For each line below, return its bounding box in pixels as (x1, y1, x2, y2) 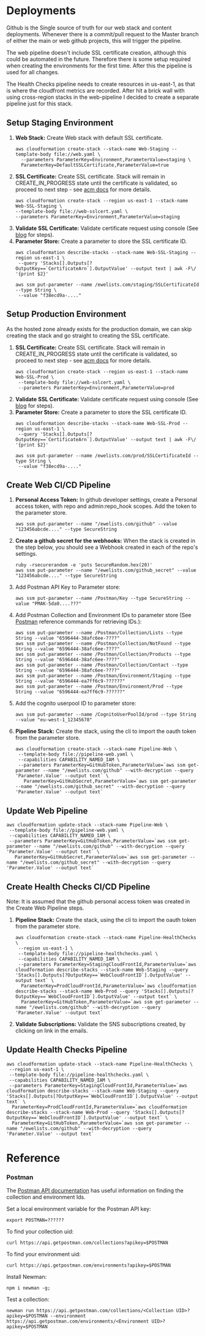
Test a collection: (6, 1296, 50, 1303)
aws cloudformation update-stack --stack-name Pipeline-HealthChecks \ (6, 1061, 193, 1067)
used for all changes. (6, 68, 59, 75)
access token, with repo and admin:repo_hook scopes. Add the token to (15, 502, 197, 510)
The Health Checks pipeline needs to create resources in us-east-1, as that (6, 80, 195, 88)
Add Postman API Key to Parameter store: (15, 583, 121, 591)
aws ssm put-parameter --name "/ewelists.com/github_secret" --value (15, 567, 197, 574)
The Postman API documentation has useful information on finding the (6, 1187, 184, 1194)
